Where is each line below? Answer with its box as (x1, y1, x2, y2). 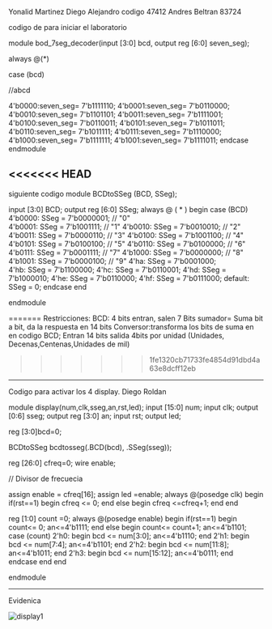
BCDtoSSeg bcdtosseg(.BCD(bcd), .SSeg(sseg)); (8, 442, 172, 452)
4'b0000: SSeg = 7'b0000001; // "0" (8, 213, 131, 223)
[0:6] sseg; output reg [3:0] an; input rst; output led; (8, 410, 182, 420)
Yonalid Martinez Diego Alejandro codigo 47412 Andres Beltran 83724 (8, 7, 242, 16)
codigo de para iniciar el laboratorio (8, 23, 127, 32)
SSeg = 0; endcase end (8, 282, 87, 291)
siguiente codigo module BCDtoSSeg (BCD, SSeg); (8, 189, 178, 198)
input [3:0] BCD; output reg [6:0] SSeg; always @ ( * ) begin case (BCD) (8, 204, 249, 214)
